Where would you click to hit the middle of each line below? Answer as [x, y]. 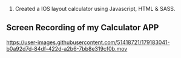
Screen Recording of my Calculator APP [83, 27]
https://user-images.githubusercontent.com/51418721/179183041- [88, 42]
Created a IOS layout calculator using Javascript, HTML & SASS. [95, 9]
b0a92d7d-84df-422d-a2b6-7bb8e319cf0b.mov [67, 48]
